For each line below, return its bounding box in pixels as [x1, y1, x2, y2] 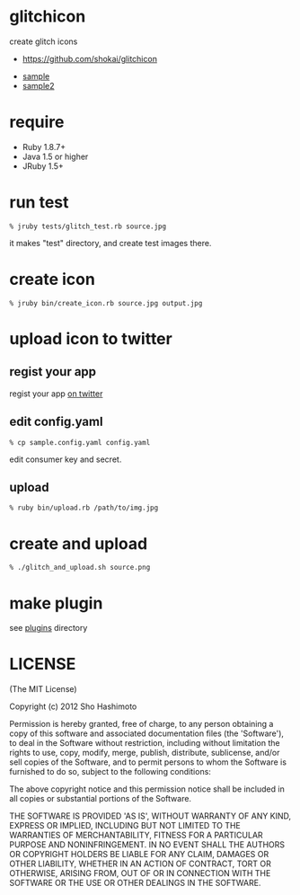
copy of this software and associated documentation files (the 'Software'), [9, 728, 285, 739]
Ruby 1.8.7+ [22, 141, 66, 152]
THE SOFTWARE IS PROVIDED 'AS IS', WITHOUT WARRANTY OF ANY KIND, [9, 811, 292, 821]
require [9, 112, 65, 132]
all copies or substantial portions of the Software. [9, 793, 191, 804]
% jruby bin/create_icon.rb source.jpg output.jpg [9, 298, 203, 307]
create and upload [9, 533, 148, 554]
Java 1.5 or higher [22, 151, 89, 162]
